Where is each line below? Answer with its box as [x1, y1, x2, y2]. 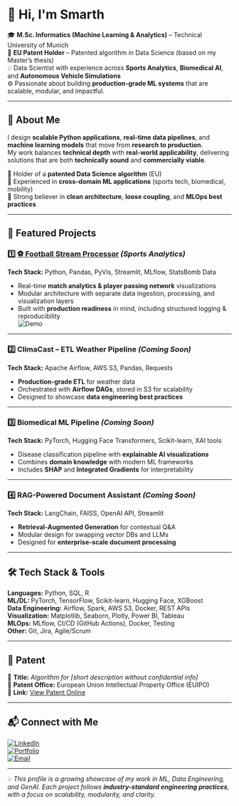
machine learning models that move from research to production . [7, 141, 203, 149]
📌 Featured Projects [7, 228, 97, 240]
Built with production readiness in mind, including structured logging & [17, 305, 227, 313]
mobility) [7, 185, 33, 193]
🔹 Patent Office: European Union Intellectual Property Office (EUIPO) [7, 680, 210, 689]
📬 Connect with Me [7, 716, 98, 728]
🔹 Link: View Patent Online [7, 688, 86, 696]
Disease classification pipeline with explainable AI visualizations [17, 450, 209, 459]
